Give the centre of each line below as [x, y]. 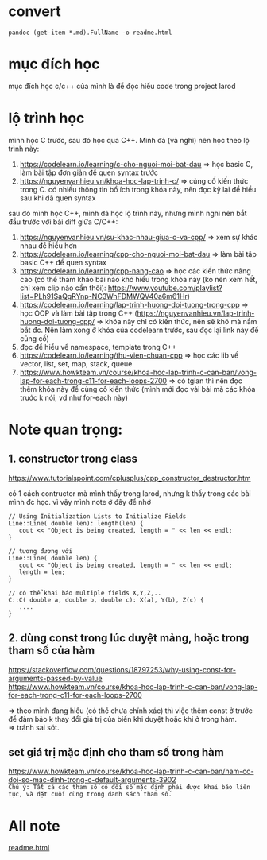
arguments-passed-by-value [55, 678]
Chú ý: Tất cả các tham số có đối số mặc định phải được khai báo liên [129, 788]
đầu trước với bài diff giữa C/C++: [63, 222]
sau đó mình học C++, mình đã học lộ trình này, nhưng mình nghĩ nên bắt [128, 213]
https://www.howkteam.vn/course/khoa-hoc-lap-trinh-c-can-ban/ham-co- [131, 771]
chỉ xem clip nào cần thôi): [63, 288]
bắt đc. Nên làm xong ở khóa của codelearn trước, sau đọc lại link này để [139, 330]
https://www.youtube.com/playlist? [165, 288]
